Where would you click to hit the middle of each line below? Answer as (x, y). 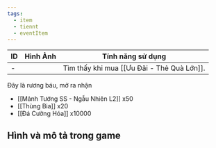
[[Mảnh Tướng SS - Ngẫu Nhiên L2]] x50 (75, 99)
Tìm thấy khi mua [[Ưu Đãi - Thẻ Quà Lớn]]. (134, 68)
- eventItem (31, 33)
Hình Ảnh (41, 56)
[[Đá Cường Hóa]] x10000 (54, 114)
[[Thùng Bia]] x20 (42, 106)
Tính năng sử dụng (134, 56)
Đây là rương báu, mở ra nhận (50, 85)
